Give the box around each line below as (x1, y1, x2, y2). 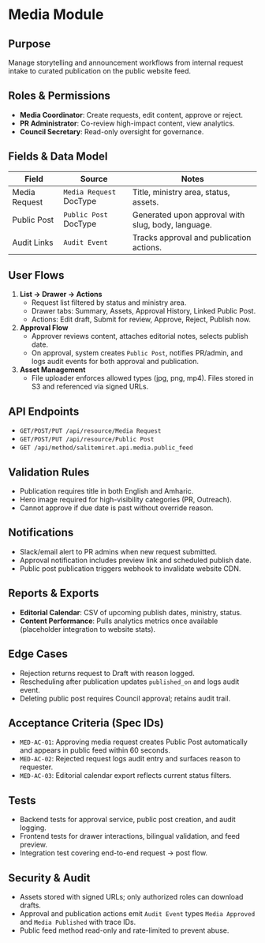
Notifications (8, 526, 74, 539)
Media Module (8, 6, 104, 24)
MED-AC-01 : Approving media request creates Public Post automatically (19, 737, 248, 747)
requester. (19, 762, 54, 772)
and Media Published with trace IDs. (19, 917, 136, 926)
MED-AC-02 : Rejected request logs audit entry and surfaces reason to (19, 754, 241, 764)
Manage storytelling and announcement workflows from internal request (8, 58, 244, 67)
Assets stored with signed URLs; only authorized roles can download (19, 892, 244, 901)
